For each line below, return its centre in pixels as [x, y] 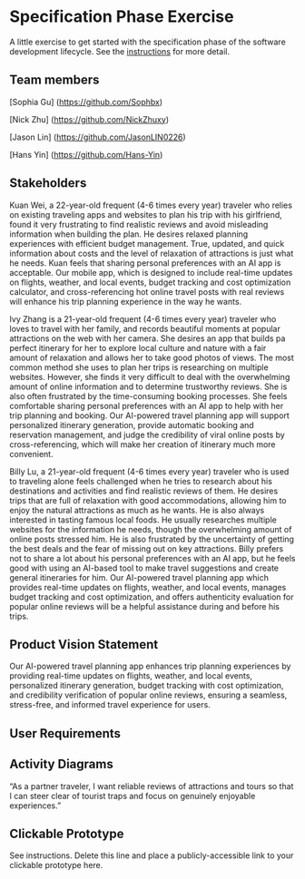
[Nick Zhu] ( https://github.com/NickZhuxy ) [89, 119]
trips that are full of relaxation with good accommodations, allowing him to [148, 500]
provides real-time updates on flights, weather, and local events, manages [148, 587]
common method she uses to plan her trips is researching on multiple [139, 367]
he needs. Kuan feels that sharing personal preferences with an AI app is [145, 263]
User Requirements [65, 733]
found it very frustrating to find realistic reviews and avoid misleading [139, 224]
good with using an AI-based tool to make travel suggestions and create [144, 568]
